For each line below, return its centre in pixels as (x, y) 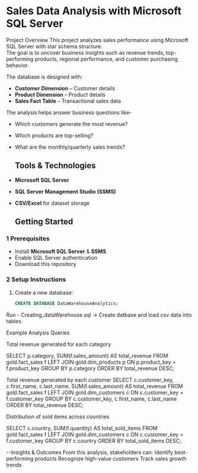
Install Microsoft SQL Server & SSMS (60, 251)
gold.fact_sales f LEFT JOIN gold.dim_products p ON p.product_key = (91, 362)
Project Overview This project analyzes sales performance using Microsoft (97, 40)
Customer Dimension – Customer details (65, 88)
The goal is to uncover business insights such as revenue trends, (85, 52)
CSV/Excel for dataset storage (52, 203)
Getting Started (44, 222)
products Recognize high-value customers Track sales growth (111, 458)
